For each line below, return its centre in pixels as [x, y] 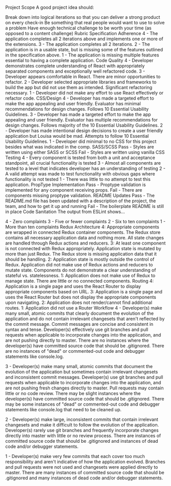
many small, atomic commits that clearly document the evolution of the [80, 313]
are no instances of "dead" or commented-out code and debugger [75, 351]
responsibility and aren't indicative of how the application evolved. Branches [85, 462]
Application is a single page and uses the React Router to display [73, 286]
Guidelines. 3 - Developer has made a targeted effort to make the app [78, 114]
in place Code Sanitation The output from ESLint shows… [65, 211]
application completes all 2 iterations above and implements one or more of [84, 39]
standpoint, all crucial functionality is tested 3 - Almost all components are [83, 163]
